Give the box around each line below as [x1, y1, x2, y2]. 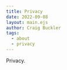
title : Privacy [6, 8, 43, 15]
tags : [6, 30, 19, 36]
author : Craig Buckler [6, 24, 61, 31]
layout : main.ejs [6, 19, 48, 25]
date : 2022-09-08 [6, 14, 48, 20]
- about [11, 36, 30, 41]
